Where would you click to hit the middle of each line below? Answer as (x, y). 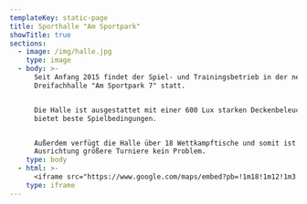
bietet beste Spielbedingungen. (95, 118)
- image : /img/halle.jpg (65, 52)
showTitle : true (40, 35)
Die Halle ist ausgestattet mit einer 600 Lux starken (140, 110)
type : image (48, 60)
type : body (47, 160)
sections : (28, 43)
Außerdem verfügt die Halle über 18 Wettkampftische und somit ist (165, 143)
